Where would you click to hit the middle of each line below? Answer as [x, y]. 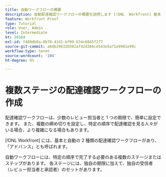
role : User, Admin [24, 28]
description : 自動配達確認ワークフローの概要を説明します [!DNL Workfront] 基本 [83, 14]
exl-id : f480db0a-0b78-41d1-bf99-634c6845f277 [54, 42]
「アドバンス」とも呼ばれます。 [38, 147]
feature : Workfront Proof [32, 19]
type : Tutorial [21, 23]
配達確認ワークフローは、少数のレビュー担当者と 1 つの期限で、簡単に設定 [81, 118]
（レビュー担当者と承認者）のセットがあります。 [55, 170]
